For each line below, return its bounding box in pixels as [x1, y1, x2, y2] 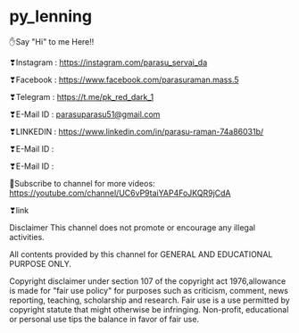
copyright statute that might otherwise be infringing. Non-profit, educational [9, 304, 289, 314]
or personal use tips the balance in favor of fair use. [9, 313, 199, 324]
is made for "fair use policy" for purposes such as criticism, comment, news [9, 285, 288, 296]
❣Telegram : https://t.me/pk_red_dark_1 [9, 91, 154, 102]
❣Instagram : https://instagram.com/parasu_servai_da [9, 56, 208, 68]
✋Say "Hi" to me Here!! [9, 36, 95, 46]
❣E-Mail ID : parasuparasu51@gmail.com [9, 109, 161, 120]
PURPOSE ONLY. [9, 258, 72, 269]
